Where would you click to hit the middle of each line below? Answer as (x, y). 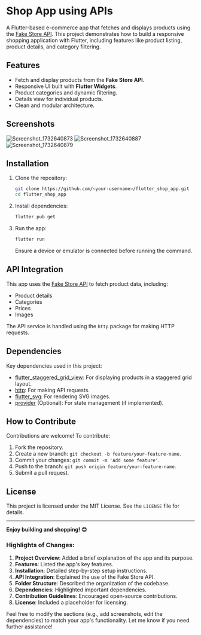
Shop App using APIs (60, 11)
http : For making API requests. (52, 390)
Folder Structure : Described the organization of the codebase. (92, 584)
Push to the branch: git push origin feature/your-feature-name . (95, 466)
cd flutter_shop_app (40, 195)
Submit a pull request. (42, 473)
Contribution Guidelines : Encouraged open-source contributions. (96, 596)
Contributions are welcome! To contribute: (58, 436)
